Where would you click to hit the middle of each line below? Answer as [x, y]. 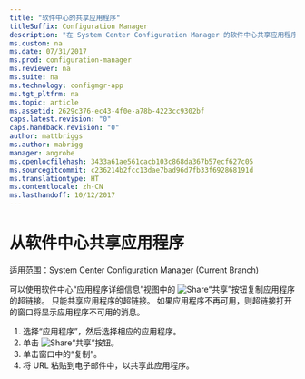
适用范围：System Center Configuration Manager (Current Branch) [134, 270]
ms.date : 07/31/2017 [49, 52]
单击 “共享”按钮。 [71, 343]
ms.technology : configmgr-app [67, 85]
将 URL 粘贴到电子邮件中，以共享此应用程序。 [108, 365]
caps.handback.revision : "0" [64, 128]
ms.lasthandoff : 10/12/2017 [63, 195]
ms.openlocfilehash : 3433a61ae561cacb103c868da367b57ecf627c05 [132, 161]
